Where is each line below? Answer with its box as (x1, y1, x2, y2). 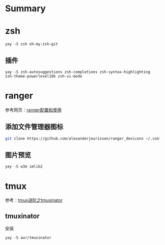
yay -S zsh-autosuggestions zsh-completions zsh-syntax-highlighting (5, 69, 151, 74)
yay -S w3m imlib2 (5, 164, 43, 169)
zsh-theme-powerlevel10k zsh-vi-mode (5, 74, 82, 79)
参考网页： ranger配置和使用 (5, 107, 62, 113)
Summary (5, 3, 46, 14)
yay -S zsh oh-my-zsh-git (5, 42, 58, 47)
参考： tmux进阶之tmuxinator (5, 197, 63, 203)
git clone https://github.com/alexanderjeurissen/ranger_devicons (5, 136, 144, 141)
